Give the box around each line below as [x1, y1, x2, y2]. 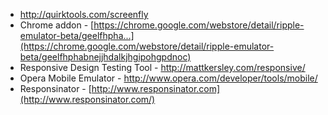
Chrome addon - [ [19, 19, 95, 31]
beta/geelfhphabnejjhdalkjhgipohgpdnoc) [19, 51, 192, 63]
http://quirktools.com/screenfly [19, 9, 149, 20]
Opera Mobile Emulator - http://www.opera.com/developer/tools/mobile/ [19, 72, 318, 84]
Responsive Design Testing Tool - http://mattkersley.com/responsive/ [19, 62, 306, 73]
